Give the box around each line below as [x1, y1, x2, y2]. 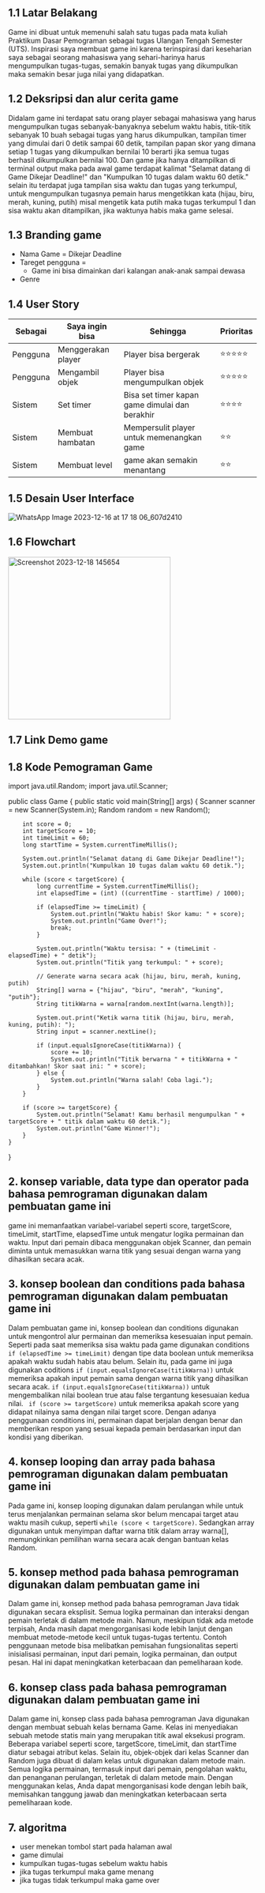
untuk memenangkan [123, 432, 203, 443]
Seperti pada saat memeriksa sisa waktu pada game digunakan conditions [8, 1340, 250, 1349]
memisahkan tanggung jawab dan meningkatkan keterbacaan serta [8, 1789, 227, 1799]
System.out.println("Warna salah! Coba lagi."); [50, 1077, 214, 1084]
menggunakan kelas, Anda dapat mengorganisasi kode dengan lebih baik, [8, 1782, 248, 1791]
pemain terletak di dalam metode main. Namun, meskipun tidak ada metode [8, 1616, 254, 1625]
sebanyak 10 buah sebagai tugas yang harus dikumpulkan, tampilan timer [8, 130, 247, 139]
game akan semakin [123, 454, 199, 466]
